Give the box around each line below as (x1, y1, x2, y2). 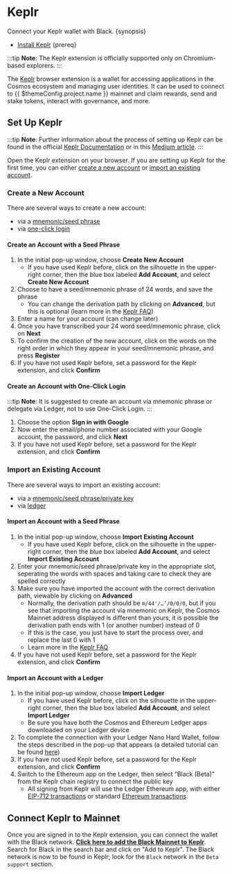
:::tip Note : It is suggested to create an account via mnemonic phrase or (7, 398, 213, 406)
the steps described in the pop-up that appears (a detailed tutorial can (17, 740, 218, 749)
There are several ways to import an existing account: (7, 481, 161, 489)
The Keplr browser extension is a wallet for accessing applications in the (7, 74, 214, 83)
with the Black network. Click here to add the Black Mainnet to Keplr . (7, 837, 206, 846)
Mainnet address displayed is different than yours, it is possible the (27, 614, 219, 622)
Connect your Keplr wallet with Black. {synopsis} (7, 27, 147, 35)
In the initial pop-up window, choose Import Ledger (17, 689, 165, 697)
